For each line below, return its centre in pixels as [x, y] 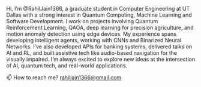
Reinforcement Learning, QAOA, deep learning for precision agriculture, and [100, 27]
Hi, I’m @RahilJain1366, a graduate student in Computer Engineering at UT [98, 9]
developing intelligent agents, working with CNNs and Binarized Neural [94, 40]
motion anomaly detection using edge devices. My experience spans [91, 34]
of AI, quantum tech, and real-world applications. [67, 66]
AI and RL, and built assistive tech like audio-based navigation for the [92, 53]
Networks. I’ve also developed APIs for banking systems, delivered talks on [99, 46]
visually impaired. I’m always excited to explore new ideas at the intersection [101, 59]
